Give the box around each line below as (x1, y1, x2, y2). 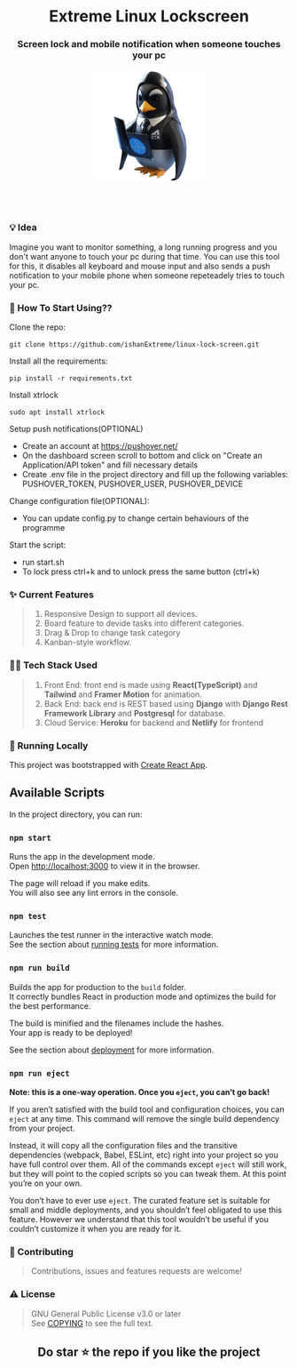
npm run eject (9, 1068, 70, 1078)
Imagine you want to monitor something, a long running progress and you (9, 242, 277, 252)
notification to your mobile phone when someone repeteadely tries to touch (9, 269, 285, 281)
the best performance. (9, 1000, 91, 1011)
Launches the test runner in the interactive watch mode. (9, 930, 215, 940)
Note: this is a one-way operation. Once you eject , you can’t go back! (9, 1086, 270, 1097)
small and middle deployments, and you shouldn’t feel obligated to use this (9, 1204, 282, 1215)
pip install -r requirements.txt (9, 374, 133, 383)
